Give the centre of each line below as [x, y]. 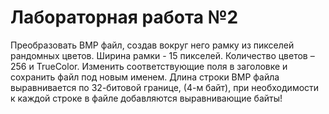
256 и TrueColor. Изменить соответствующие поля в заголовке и [149, 66]
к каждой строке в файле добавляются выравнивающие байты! [146, 98]
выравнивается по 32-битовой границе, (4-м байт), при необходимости [165, 87]
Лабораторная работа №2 [124, 17]
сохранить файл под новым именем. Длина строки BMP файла [145, 77]
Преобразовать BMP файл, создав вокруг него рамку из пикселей [152, 45]
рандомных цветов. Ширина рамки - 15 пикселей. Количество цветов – [162, 55]
